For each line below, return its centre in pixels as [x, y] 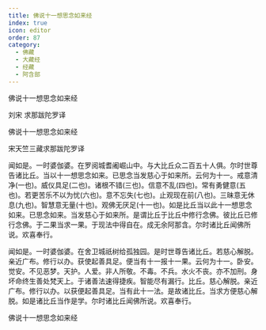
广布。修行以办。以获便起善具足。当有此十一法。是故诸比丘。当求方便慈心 [129, 290]
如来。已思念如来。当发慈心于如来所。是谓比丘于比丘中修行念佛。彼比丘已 [129, 214]
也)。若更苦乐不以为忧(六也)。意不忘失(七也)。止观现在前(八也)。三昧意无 [128, 195]
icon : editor [30, 30]
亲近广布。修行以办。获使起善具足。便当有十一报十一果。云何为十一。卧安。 [133, 261]
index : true [28, 23]
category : [25, 45]
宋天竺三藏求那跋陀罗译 [46, 148]
